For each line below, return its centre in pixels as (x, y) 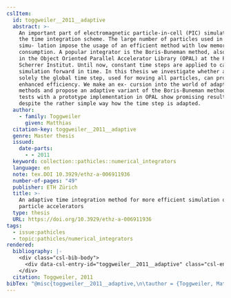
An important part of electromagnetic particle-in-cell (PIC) (110, 33)
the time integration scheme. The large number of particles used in (121, 39)
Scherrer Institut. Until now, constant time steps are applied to (118, 65)
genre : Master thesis (44, 136)
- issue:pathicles (39, 232)
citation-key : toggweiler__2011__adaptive (74, 129)
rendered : (21, 245)
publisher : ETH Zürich (45, 187)
